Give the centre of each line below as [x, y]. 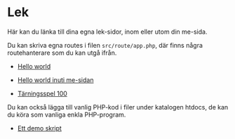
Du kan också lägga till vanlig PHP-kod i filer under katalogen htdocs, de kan [118, 107]
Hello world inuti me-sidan [55, 80]
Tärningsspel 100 [42, 93]
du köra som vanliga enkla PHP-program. [67, 114]
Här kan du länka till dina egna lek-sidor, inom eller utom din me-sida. [107, 32]
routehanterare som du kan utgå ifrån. [62, 53]
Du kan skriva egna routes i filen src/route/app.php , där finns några [105, 45]
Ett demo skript [39, 128]
